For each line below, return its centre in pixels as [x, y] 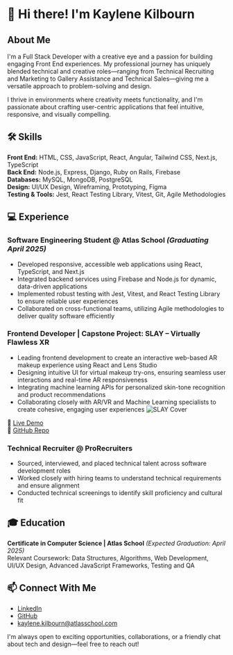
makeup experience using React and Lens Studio [87, 365]
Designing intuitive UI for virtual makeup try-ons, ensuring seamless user [121, 372]
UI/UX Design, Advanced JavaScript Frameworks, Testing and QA [101, 565]
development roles [44, 471]
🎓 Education [36, 523]
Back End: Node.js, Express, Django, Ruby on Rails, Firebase [94, 172]
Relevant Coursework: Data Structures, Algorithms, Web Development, [108, 558]
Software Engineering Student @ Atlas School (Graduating [108, 241]
